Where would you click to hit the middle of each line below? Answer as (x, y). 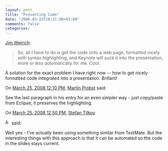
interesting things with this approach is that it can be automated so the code (84, 138)
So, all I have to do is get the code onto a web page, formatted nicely (89, 53)
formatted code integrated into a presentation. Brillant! (61, 78)
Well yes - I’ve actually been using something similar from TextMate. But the (84, 133)
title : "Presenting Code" (32, 15)
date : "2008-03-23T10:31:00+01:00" (42, 19)
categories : (18, 29)
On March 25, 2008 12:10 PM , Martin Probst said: (56, 88)
